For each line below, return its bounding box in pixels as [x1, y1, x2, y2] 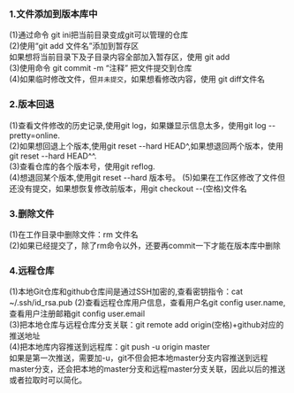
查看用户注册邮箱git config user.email [9, 308, 146, 320]
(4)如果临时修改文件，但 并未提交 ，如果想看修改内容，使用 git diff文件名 [9, 73, 266, 85]
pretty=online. [9, 130, 60, 141]
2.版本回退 [9, 98, 55, 111]
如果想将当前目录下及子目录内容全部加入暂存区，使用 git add [9, 51, 230, 63]
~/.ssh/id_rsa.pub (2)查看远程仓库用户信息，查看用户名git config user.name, [9, 297, 286, 308]
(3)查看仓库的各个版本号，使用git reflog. [9, 161, 156, 172]
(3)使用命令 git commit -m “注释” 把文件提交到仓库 [9, 63, 192, 73]
